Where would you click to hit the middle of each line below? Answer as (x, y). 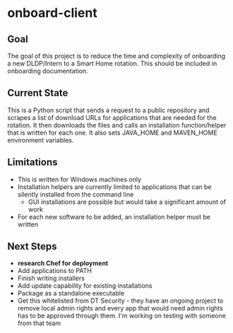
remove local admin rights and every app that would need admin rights (120, 308)
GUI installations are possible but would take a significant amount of (127, 202)
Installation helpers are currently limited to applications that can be (114, 187)
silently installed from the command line (76, 194)
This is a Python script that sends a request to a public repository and (108, 110)
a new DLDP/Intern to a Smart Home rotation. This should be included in (112, 63)
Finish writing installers (51, 278)
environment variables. (41, 140)
